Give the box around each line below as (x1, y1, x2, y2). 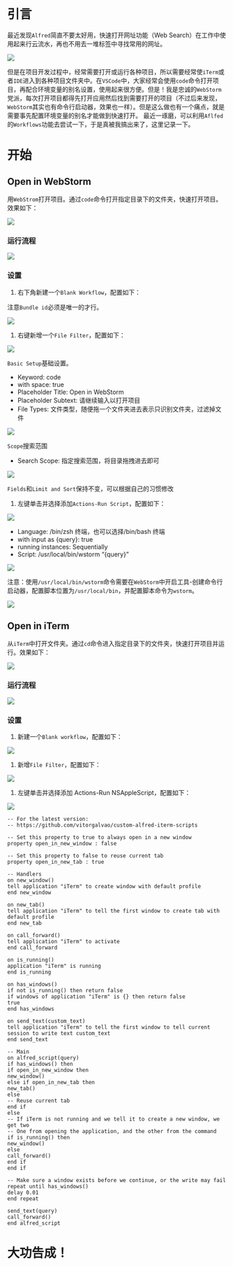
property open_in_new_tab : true (7, 858, 105, 865)
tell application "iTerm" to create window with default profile (7, 882, 201, 889)
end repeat (7, 1195, 39, 1202)
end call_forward (7, 944, 58, 951)
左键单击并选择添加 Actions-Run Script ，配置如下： (17, 499, 166, 507)
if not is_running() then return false (7, 987, 123, 994)
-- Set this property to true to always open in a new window (7, 834, 192, 841)
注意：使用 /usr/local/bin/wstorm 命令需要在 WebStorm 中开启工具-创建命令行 (7, 577, 223, 586)
